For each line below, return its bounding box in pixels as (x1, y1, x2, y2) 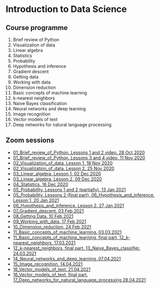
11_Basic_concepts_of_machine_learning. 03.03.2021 (12, 229, 122, 235)
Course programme (5, 23, 68, 32)
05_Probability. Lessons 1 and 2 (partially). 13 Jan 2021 (12, 186, 126, 192)
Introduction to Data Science (5, 3, 127, 15)
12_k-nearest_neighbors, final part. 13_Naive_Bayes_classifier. (12, 245, 140, 251)
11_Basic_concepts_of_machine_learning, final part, (12, 234, 118, 240)
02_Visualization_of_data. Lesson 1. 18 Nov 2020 (12, 160, 113, 166)
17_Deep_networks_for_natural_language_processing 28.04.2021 (12, 276, 146, 283)
